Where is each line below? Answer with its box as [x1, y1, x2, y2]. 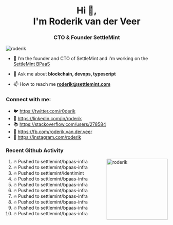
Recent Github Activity [6, 146, 64, 154]
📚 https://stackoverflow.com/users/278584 [13, 121, 106, 127]
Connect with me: [6, 96, 51, 103]
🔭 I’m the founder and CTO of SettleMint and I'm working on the [13, 55, 148, 62]
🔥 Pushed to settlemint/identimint [13, 170, 84, 176]
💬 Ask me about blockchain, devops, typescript [13, 71, 116, 77]
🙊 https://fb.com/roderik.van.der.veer [13, 128, 92, 135]
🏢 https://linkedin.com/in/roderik [13, 115, 82, 121]
